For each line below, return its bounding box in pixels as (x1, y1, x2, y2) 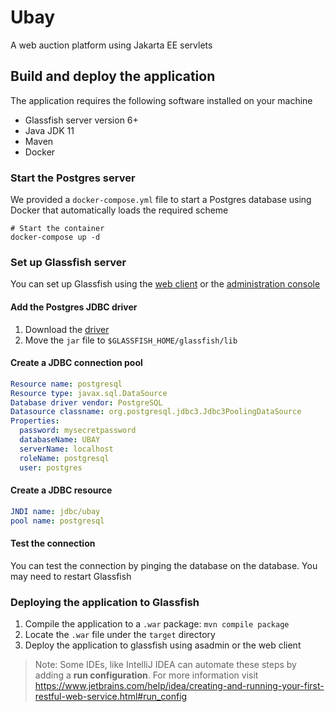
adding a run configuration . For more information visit (34, 669, 259, 681)
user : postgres (19, 462, 83, 473)
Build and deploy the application (10, 68, 216, 85)
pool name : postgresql (10, 516, 105, 526)
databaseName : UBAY (19, 435, 101, 445)
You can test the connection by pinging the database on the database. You (10, 559, 318, 571)
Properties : (10, 416, 60, 426)
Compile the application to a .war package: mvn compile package (24, 617, 290, 630)
